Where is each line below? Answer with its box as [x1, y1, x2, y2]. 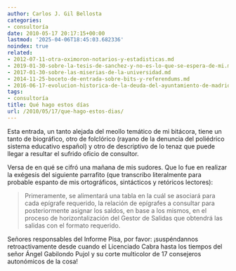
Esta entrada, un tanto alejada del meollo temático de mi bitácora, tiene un [7, 127, 223, 135]
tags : [7, 88, 23, 95]
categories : [7, 17, 42, 24]
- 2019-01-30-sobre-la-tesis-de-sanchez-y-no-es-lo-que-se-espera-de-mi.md [7, 62, 234, 69]
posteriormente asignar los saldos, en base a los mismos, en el [24, 206, 207, 214]
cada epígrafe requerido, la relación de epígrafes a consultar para [24, 199, 216, 207]
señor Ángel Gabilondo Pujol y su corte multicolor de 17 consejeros [7, 249, 202, 258]
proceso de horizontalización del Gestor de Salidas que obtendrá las [24, 214, 223, 222]
